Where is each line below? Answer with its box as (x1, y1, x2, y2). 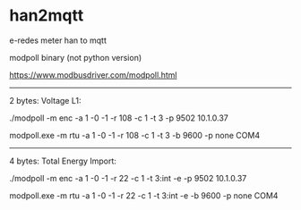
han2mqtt (9, 5, 84, 26)
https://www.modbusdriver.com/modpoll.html (9, 69, 177, 80)
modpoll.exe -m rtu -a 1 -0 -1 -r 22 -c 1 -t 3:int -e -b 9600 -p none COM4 (9, 189, 279, 201)
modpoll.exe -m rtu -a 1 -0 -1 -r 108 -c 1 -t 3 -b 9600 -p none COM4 (9, 130, 261, 140)
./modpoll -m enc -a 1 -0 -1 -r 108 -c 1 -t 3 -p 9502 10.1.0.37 (9, 113, 228, 123)
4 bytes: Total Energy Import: (9, 155, 116, 166)
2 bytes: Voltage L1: (9, 95, 82, 105)
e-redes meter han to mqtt (9, 35, 107, 46)
